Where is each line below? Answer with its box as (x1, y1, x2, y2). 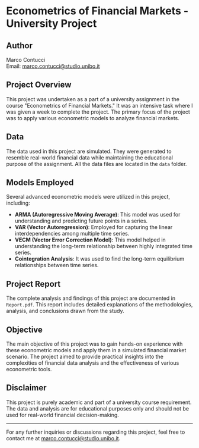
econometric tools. (6, 366, 52, 373)
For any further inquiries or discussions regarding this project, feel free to (6, 428, 185, 436)
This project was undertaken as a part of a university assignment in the (6, 95, 179, 102)
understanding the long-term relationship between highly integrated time (14, 243, 192, 250)
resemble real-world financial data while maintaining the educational (6, 153, 174, 161)
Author (6, 40, 33, 51)
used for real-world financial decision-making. (6, 411, 120, 418)
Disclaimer (6, 383, 47, 393)
